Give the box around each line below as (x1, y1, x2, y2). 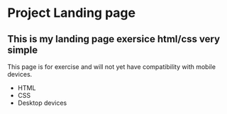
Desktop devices (17, 99, 67, 107)
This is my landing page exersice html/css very (7, 33, 221, 45)
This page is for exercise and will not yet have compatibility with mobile (7, 63, 216, 71)
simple (7, 44, 38, 56)
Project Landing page (7, 5, 136, 21)
